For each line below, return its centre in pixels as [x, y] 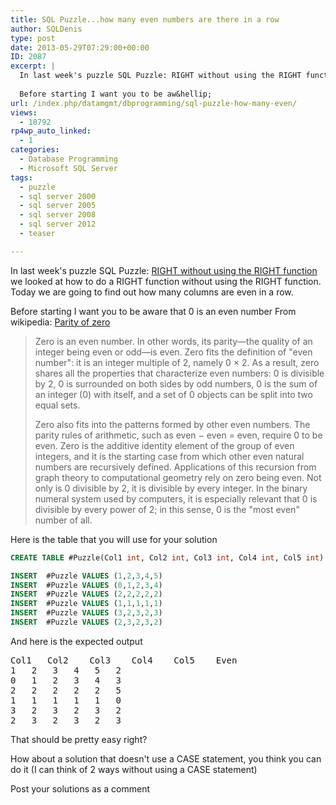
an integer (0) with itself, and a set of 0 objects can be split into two [173, 394]
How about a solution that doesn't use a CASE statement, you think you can [166, 758]
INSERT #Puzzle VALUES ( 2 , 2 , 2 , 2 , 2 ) [86, 594]
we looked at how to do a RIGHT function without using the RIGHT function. [166, 281]
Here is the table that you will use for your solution [114, 539]
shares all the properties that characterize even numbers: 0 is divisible [179, 373]
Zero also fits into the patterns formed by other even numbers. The [172, 424]
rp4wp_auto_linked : [51, 131]
